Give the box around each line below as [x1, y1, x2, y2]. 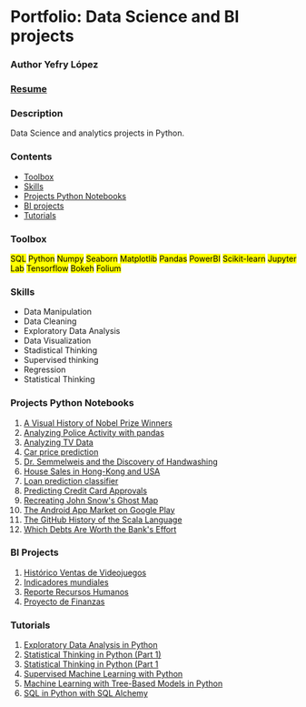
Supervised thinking [23, 355, 99, 366]
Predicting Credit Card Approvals [23, 485, 148, 496]
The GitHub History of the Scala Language [23, 514, 183, 525]
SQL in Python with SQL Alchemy [23, 688, 149, 699]
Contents [10, 150, 53, 163]
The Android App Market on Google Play [23, 504, 175, 515]
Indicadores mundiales [23, 576, 109, 588]
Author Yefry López [10, 58, 99, 71]
